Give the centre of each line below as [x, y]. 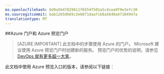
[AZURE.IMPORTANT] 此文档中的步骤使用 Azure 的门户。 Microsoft [85, 44]
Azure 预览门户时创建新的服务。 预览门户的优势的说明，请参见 [95, 50]
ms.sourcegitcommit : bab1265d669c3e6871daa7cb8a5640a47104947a [71, 14]
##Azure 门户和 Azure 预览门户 [37, 34]
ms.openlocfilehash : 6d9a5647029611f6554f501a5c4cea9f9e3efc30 [71, 10]
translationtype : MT [26, 19]
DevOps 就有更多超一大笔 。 [45, 56]
